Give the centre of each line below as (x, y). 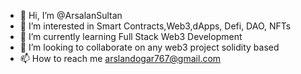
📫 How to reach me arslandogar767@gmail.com (120, 58)
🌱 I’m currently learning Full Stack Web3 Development (131, 36)
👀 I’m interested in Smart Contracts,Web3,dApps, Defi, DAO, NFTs (155, 26)
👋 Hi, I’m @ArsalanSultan (71, 15)
